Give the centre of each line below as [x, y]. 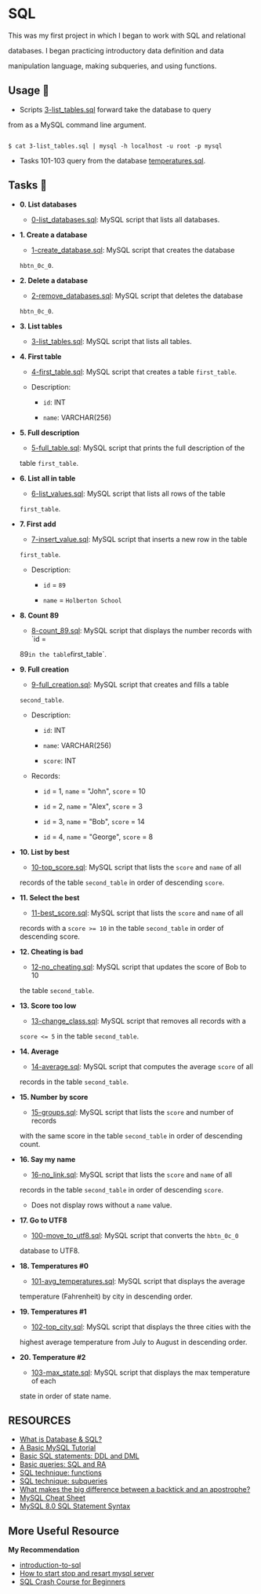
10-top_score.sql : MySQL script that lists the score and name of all [136, 867]
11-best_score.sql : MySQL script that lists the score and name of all [137, 913]
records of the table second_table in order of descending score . [122, 882]
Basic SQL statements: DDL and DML [79, 1456]
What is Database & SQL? [61, 1439]
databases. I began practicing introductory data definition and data [116, 50]
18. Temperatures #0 [54, 1266]
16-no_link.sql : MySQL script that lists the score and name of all [132, 1174]
